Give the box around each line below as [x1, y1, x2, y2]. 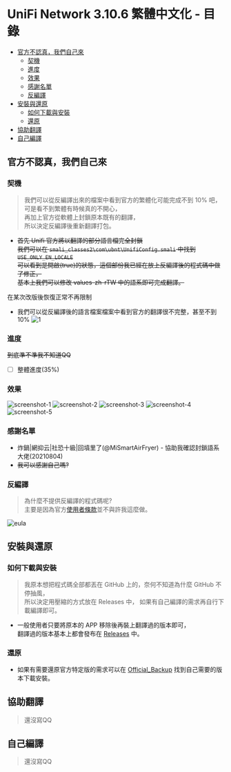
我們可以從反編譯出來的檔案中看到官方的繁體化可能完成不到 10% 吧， [23, 195, 221, 204]
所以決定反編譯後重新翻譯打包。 [23, 222, 115, 230]
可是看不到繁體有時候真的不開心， [23, 204, 121, 213]
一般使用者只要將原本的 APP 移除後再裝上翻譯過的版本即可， [17, 621, 190, 629]
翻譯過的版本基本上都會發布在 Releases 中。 [17, 629, 143, 637]
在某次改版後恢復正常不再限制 [7, 293, 92, 301]
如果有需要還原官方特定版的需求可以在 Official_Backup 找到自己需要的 [17, 665, 217, 673]
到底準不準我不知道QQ [7, 350, 71, 359]
